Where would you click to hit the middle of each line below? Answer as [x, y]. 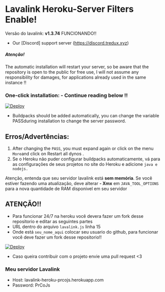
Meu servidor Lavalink [33, 269]
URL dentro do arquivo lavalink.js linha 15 [56, 227]
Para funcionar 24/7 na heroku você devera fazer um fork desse [78, 216]
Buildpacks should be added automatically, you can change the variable [86, 116]
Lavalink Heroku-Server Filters [69, 9]
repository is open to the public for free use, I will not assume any [72, 72]
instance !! [16, 82]
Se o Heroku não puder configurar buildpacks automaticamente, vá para [86, 159]
